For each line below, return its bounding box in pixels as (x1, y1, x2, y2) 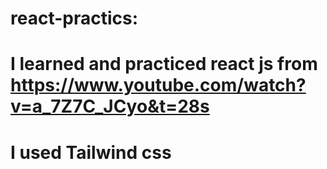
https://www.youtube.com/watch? (10, 74, 307, 97)
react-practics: (10, 7, 139, 30)
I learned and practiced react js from (10, 53, 318, 76)
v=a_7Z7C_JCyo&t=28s (10, 95, 210, 118)
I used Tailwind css (10, 141, 172, 164)
